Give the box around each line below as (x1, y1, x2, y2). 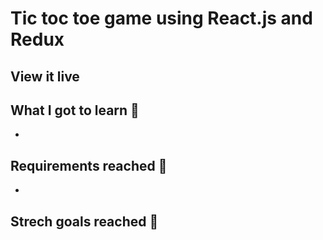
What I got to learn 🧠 (10, 102, 140, 119)
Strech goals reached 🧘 (10, 213, 159, 230)
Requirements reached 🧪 (10, 157, 168, 174)
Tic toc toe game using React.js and (10, 7, 313, 30)
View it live (10, 68, 80, 85)
